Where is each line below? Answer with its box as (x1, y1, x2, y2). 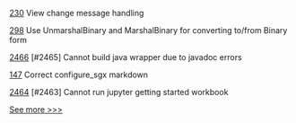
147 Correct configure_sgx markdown (9, 69, 149, 80)
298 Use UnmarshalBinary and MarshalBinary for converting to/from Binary (9, 25, 288, 35)
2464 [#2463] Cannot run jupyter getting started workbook (9, 87, 229, 97)
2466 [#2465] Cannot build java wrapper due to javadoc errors (9, 52, 242, 62)
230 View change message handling (9, 8, 144, 18)
